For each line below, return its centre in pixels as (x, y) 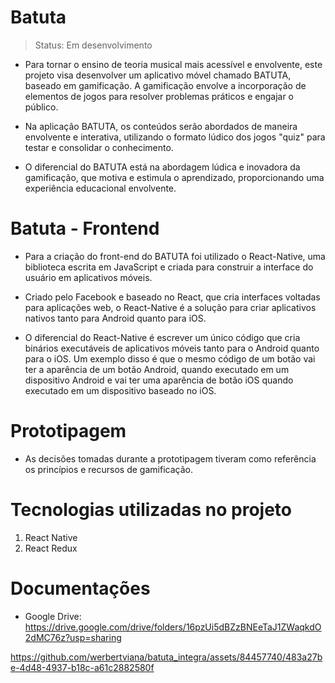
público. (41, 107)
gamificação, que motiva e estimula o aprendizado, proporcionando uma (174, 177)
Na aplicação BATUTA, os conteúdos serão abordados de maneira (161, 126)
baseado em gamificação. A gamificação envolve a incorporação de (165, 85)
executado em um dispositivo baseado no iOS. (120, 390)
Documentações (80, 588)
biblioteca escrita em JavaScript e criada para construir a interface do (169, 267)
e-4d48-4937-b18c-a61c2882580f (82, 667)
